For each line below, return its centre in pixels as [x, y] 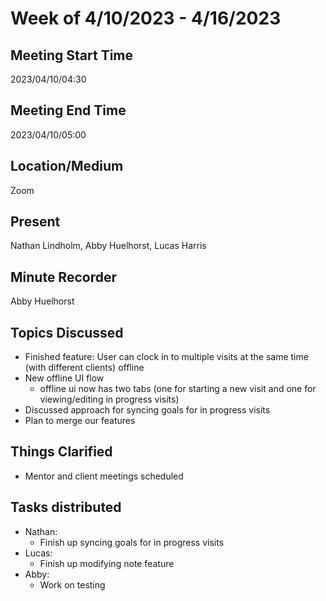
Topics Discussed [67, 332]
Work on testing [72, 584]
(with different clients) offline [84, 368]
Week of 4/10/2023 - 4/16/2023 [146, 18]
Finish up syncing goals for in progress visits [132, 542]
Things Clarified [61, 452]
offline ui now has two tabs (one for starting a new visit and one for [178, 389]
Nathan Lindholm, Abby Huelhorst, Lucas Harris [108, 246]
